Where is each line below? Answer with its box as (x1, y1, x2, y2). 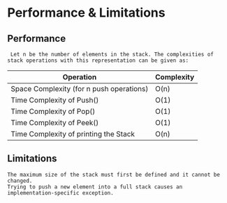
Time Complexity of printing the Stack (10, 129, 135, 138)
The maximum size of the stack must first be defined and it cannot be (7, 171, 220, 178)
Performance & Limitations (7, 5, 166, 21)
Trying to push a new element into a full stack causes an (7, 183, 183, 190)
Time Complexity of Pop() (10, 106, 96, 116)
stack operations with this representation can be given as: (7, 57, 189, 64)
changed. (7, 177, 33, 184)
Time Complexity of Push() (10, 95, 99, 105)
